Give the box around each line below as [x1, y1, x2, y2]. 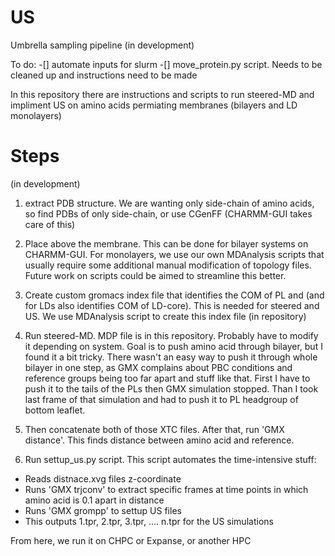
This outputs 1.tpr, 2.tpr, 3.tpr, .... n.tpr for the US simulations [24, 515, 274, 527]
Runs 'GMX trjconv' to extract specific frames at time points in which [24, 483, 309, 495]
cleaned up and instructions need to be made [10, 69, 198, 81]
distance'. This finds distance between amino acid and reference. [24, 434, 295, 446]
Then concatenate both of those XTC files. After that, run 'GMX [24, 423, 285, 435]
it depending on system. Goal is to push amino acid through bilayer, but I [24, 340, 323, 352]
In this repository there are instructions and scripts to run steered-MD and [10, 88, 315, 100]
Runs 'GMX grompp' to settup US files [24, 504, 182, 516]
